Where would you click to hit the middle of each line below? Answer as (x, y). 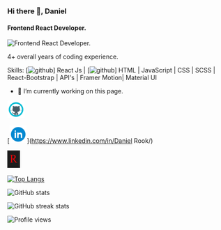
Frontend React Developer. (47, 28)
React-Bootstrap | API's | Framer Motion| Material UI (82, 78)
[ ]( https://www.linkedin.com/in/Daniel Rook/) (80, 141)
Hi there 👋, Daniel (37, 11)
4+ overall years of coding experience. (63, 57)
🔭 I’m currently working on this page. (70, 91)
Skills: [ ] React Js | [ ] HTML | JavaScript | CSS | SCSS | (112, 70)
